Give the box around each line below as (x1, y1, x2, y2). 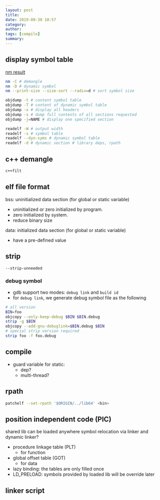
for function (20, 450, 46, 456)
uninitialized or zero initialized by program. (12, 206, 103, 212)
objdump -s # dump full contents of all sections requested (5, 112, 137, 117)
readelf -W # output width (5, 126, 63, 131)
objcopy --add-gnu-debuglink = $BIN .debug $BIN (5, 324, 104, 329)
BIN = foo (5, 309, 22, 314)
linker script (5, 486, 45, 495)
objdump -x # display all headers (5, 108, 80, 113)
